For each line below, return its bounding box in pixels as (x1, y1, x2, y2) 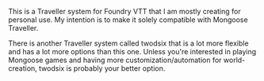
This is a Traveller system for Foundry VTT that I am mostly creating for (8, 7, 241, 16)
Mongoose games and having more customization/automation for (8, 55, 222, 64)
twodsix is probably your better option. (38, 64, 166, 73)
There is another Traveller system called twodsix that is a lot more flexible (8, 39, 249, 48)
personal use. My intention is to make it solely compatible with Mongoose (8, 15, 248, 24)
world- (223, 55, 246, 64)
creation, (8, 64, 37, 73)
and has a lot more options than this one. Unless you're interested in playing (8, 47, 257, 56)
